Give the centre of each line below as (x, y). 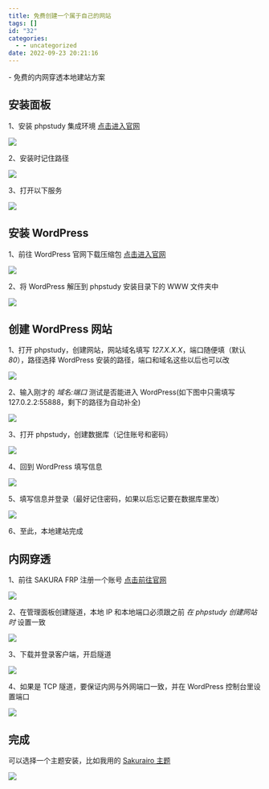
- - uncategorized (47, 46)
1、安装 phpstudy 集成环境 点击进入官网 (74, 126)
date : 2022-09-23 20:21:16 (53, 53)
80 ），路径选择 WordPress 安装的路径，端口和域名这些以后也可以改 (119, 360)
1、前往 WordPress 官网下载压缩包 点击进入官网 (87, 254)
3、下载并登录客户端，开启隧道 (60, 655)
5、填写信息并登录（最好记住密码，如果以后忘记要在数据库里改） (116, 499)
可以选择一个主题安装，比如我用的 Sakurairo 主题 (90, 761)
